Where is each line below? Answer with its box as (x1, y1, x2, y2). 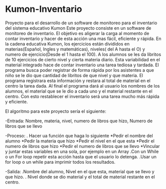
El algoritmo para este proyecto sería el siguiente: (5, 108, 107, 114)
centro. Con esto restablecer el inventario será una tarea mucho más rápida (5, 93, 160, 99)
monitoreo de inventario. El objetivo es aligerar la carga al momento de (5, 30, 150, 36)
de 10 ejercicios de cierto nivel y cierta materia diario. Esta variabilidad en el (5, 56, 160, 62)
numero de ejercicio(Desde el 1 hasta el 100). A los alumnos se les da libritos (5, 51, 162, 57)
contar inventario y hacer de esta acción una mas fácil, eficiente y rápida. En (5, 36, 162, 42)
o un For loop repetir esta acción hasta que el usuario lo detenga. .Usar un (5, 153, 157, 159)
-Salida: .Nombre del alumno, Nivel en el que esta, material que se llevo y (5, 168, 155, 174)
